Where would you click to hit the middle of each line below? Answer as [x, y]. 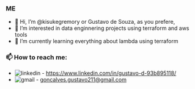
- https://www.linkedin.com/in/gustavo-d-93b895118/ [109, 73]
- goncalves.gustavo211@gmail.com [81, 79]
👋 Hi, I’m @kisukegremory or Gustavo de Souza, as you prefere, [95, 22]
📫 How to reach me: [37, 57]
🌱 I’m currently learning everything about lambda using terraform [96, 41]
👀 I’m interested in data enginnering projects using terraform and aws [102, 28]
